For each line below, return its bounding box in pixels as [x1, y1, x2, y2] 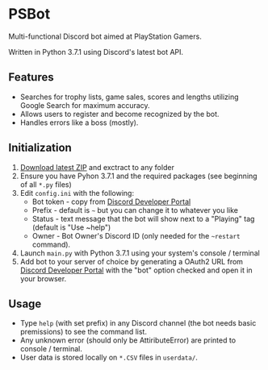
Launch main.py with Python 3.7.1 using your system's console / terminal [19, 247, 260, 258]
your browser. [19, 273, 67, 283]
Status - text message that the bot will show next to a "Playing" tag [31, 214, 255, 223]
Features [8, 70, 54, 85]
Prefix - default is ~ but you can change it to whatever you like [31, 205, 239, 214]
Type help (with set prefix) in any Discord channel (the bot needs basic [19, 318, 257, 328]
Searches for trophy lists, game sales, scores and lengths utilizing [19, 92, 240, 102]
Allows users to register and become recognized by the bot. [19, 109, 220, 118]
